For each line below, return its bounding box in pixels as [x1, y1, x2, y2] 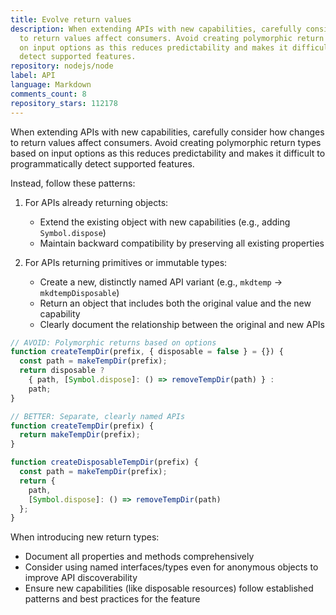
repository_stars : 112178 [10, 98, 118, 108]
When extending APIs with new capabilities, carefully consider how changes [10, 126, 325, 138]
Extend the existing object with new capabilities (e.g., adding [39, 216, 291, 228]
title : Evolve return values [10, 14, 132, 25]
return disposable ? [19, 366, 105, 376]
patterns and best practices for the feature [24, 593, 201, 605]
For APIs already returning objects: [24, 196, 169, 208]
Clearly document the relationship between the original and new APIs [39, 318, 326, 330]
